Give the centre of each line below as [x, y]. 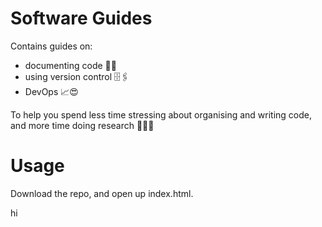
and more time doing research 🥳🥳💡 [82, 125]
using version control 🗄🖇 [77, 76]
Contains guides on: [51, 46]
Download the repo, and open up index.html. [102, 193]
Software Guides [81, 18]
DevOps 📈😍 [51, 91]
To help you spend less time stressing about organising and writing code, [161, 114]
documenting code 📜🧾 [70, 65]
